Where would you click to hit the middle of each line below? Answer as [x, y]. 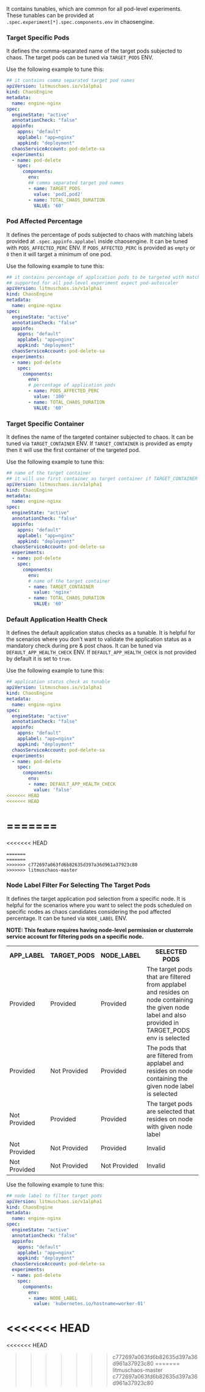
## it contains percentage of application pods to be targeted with [95, 277]
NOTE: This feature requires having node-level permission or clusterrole [100, 930]
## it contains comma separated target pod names [71, 81]
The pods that [166, 1048]
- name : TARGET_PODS [54, 188]
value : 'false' [52, 790]
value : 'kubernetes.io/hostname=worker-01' [90, 1304]
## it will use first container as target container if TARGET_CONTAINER [102, 479]
